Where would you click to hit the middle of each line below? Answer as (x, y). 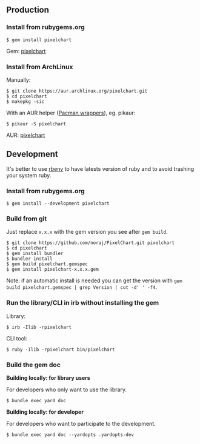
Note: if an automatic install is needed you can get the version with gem (95, 280)
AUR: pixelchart (26, 135)
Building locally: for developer (45, 412)
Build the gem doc (33, 365)
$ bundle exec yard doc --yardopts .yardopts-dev (70, 435)
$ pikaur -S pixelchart (36, 124)
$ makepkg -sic (25, 101)
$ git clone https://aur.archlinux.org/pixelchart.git (77, 91)
